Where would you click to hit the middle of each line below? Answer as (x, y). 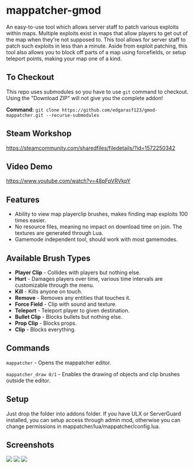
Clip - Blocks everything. (45, 329)
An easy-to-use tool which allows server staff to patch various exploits (93, 27)
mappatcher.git (25, 115)
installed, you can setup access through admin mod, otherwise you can (93, 420)
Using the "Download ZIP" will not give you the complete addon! (85, 98)
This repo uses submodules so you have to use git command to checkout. (97, 92)
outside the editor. (28, 380)
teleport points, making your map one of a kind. (64, 58)
